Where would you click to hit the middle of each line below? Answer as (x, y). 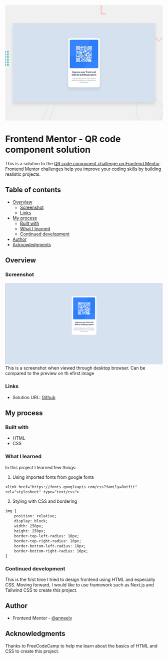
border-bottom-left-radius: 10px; (50, 546)
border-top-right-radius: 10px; (48, 541)
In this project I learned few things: (41, 467)
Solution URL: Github (34, 397)
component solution (48, 150)
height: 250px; (30, 531)
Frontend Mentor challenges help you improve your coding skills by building (83, 169)
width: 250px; (29, 526)
